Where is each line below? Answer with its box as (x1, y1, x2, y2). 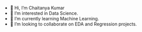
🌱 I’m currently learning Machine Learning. (10, 16, 99, 21)
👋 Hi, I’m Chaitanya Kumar (10, 5, 65, 11)
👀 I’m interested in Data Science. (10, 10, 79, 16)
